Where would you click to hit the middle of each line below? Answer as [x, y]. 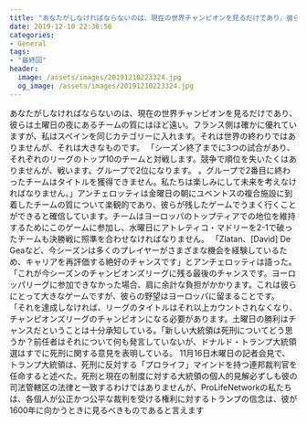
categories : [32, 35]
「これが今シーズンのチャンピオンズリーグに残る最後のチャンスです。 [141, 273]
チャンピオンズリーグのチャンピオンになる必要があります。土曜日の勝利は [149, 318]
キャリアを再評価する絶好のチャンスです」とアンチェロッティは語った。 [161, 261]
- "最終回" [28, 60]
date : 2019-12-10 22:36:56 [61, 26]
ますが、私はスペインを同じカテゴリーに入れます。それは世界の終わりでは [149, 136]
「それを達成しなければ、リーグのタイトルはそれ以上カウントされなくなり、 [153, 307]
